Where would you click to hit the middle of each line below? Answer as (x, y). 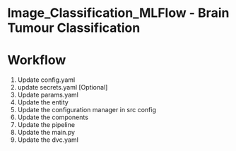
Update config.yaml (46, 80)
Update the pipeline (46, 125)
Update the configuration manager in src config (87, 110)
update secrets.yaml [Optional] (63, 87)
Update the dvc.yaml (48, 140)
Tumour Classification (74, 28)
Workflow (37, 60)
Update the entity (43, 102)
